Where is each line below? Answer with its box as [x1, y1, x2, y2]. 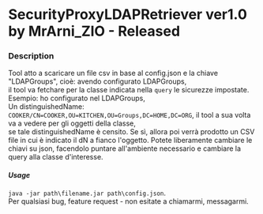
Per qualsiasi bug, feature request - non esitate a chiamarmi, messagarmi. [8, 196, 249, 206]
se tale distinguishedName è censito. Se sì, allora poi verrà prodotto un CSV [8, 127, 255, 137]
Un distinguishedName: [8, 102, 85, 111]
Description [8, 51, 54, 62]
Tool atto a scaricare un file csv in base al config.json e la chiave [8, 69, 219, 78]
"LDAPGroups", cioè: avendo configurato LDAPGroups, [8, 77, 187, 86]
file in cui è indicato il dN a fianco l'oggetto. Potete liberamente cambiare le [8, 136, 253, 145]
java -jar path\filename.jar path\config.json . [8, 188, 167, 197]
